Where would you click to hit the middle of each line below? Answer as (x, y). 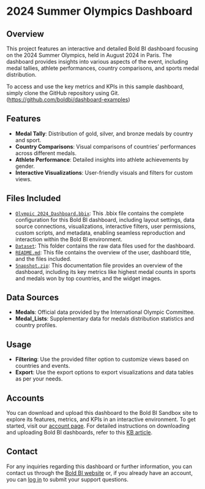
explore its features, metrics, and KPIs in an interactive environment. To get (101, 419)
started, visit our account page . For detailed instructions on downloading (98, 426)
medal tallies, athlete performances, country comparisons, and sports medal (102, 68)
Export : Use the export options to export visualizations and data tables (104, 373)
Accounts (25, 398)
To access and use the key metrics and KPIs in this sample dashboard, (95, 86)
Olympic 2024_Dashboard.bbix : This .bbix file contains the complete (99, 213)
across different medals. (46, 153)
